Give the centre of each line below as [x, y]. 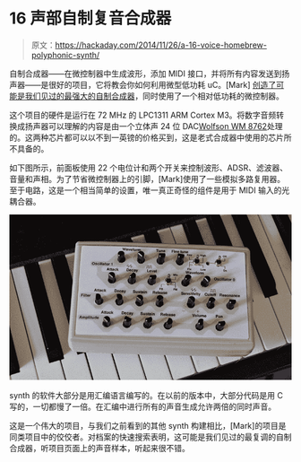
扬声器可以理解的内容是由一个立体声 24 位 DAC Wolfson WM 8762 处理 [154, 126]
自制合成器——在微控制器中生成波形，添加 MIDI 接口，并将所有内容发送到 [146, 74]
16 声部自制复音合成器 [90, 18]
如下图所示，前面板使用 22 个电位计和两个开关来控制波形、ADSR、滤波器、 [149, 168]
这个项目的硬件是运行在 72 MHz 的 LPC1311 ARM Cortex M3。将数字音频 [143, 115]
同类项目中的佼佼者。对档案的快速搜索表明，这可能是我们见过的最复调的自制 [150, 437]
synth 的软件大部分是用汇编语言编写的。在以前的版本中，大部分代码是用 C [146, 396]
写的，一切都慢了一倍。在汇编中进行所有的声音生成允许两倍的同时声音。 [142, 407]
